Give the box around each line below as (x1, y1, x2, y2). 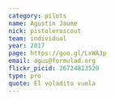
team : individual (8, 34, 67, 43)
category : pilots (8, 11, 67, 20)
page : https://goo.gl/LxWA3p (8, 49, 107, 57)
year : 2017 (8, 42, 45, 50)
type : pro (8, 72, 42, 80)
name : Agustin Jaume (8, 19, 79, 27)
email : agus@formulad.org (8, 57, 96, 65)
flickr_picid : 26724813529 (8, 65, 100, 73)
